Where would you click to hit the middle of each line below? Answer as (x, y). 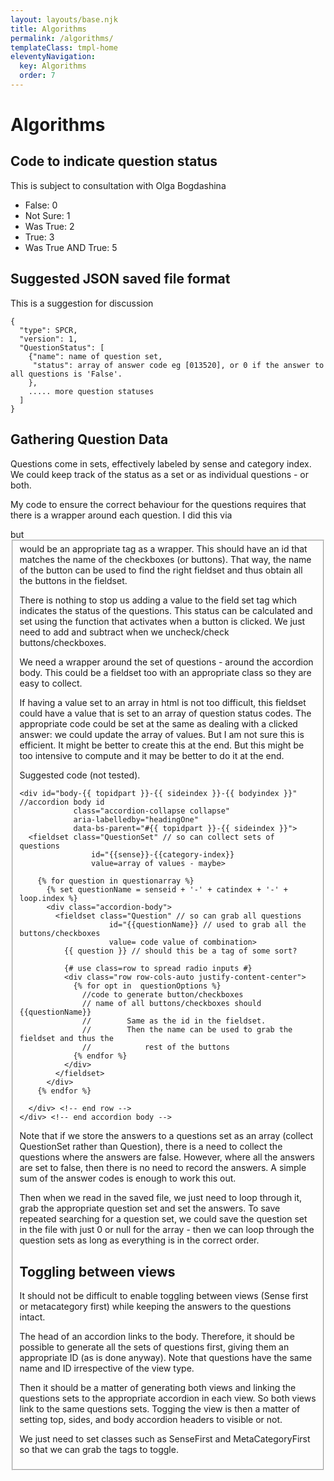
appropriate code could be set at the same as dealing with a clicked (158, 724)
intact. (32, 1317)
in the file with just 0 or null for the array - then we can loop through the (167, 1230)
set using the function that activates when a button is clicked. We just (162, 622)
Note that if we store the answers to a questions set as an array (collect (166, 1136)
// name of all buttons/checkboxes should (171, 1004)
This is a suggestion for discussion (82, 303)
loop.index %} (48, 899)
